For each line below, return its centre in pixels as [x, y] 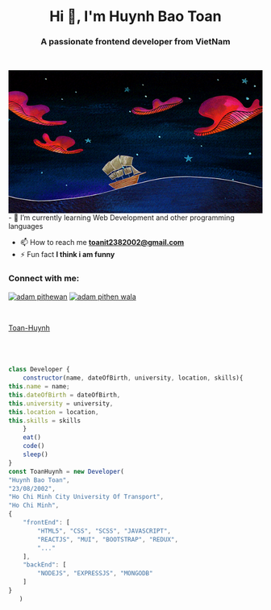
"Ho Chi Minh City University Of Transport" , [86, 497]
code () [34, 446]
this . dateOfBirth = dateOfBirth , [65, 395]
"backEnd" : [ [45, 565]
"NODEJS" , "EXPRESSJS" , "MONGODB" [95, 574]
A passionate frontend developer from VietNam [135, 42]
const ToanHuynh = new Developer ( [67, 471]
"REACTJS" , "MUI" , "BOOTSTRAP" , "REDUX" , [108, 539]
